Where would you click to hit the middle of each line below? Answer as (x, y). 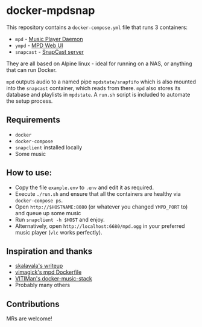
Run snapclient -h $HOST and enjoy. (60, 219)
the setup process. (30, 101)
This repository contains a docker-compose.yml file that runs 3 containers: (97, 27)
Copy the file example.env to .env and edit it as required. (84, 187)
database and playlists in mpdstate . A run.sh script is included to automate (98, 94)
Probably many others (43, 285)
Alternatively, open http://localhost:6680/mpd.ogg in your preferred (100, 226)
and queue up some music (48, 213)
